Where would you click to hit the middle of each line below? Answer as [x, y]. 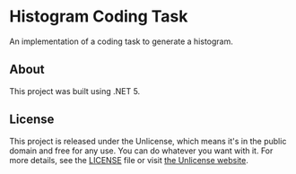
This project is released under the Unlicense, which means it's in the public [148, 141]
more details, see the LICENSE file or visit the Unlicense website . [129, 160]
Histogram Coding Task [99, 17]
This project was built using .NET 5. [75, 91]
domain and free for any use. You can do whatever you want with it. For [141, 151]
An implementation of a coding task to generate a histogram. [121, 41]
